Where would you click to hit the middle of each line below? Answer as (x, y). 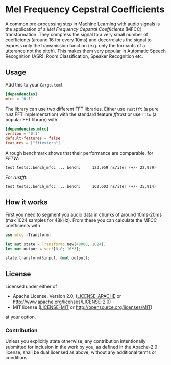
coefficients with (23, 225)
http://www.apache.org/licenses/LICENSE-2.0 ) (62, 302)
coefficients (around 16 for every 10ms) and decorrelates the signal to (78, 40)
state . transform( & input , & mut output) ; (48, 258)
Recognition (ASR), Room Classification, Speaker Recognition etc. (74, 56)
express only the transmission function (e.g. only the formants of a (75, 45)
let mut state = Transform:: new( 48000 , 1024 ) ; (56, 244)
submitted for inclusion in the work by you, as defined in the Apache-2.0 (81, 347)
